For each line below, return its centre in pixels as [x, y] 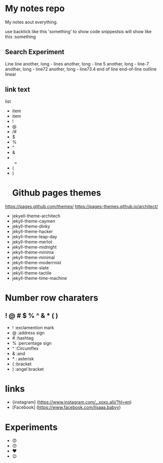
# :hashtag [23, 338]
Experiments [31, 427]
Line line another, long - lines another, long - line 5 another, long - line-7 [77, 63]
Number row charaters [52, 298]
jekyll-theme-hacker [33, 231]
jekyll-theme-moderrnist [37, 262]
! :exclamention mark [33, 327]
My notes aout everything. [31, 22]
